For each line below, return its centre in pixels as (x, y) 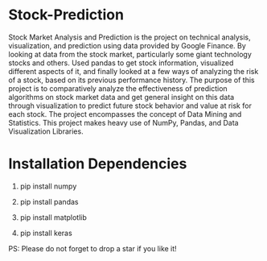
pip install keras (46, 233)
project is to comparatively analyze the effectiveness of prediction (118, 88)
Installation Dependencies (98, 164)
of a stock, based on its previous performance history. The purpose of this (131, 80)
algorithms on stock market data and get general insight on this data (121, 97)
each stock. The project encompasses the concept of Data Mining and (125, 114)
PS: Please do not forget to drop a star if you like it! (92, 248)
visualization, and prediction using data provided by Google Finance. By (127, 45)
